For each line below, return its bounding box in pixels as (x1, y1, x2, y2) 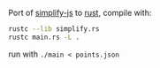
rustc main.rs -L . (8, 33, 80, 42)
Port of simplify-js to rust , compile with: (8, 8, 152, 18)
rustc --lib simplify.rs (8, 25, 100, 34)
